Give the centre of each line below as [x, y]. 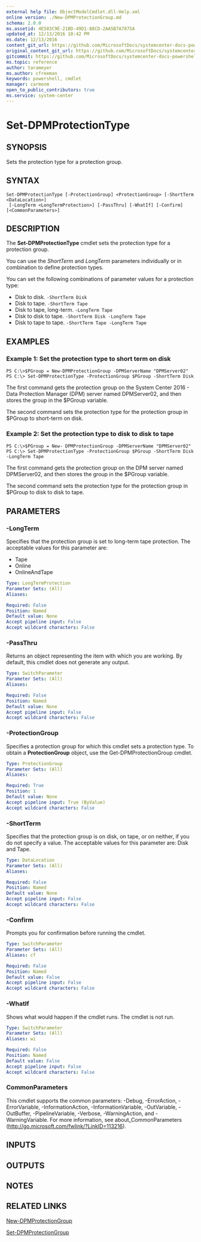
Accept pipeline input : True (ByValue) [56, 802]
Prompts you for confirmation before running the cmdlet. [76, 933]
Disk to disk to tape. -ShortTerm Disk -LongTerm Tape [80, 317]
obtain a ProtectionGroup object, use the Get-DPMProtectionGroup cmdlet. [99, 753]
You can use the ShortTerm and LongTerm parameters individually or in [94, 261]
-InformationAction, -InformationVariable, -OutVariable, [109, 1107]
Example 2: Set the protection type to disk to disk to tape [90, 434]
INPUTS [21, 1145]
